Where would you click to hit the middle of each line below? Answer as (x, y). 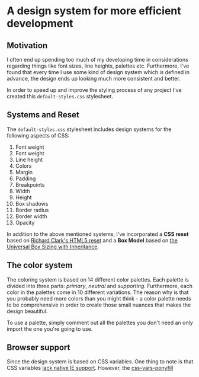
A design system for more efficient (94, 11)
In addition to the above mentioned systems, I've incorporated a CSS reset (98, 234)
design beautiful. (27, 311)
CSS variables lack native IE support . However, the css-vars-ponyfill (90, 368)
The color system (40, 265)
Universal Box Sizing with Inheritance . (53, 247)
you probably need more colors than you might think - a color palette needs (99, 298)
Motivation (27, 45)
